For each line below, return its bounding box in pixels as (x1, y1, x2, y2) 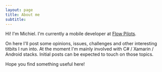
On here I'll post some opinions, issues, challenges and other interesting (5, 41, 157, 47)
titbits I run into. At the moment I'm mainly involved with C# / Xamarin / (5, 46, 154, 52)
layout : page (5, 7, 33, 13)
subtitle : (5, 17, 27, 22)
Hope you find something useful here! (5, 61, 85, 67)
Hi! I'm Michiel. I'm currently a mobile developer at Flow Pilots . (5, 31, 136, 37)
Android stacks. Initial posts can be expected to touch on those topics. (5, 51, 154, 57)
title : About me (5, 12, 40, 17)
